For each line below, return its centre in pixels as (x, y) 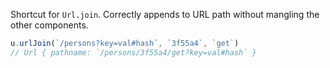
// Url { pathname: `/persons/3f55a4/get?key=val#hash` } (133, 52)
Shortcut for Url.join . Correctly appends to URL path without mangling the (165, 14)
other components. (49, 25)
